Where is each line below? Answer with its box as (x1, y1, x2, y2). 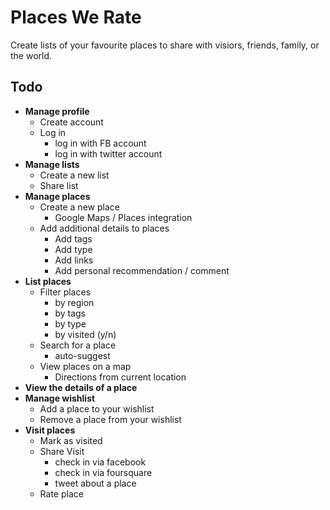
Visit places (24, 424, 76, 436)
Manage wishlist (24, 392, 96, 404)
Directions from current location (54, 371, 187, 383)
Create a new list (39, 169, 110, 181)
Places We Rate (10, 6, 142, 29)
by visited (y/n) (54, 328, 117, 340)
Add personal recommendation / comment (54, 264, 230, 276)
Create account (39, 116, 104, 128)
